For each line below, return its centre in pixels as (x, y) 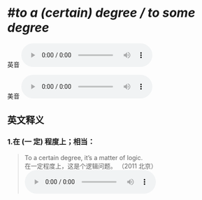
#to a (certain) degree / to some (101, 13)
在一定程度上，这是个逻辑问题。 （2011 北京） (91, 166)
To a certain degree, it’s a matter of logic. (84, 157)
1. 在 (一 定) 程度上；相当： (51, 142)
